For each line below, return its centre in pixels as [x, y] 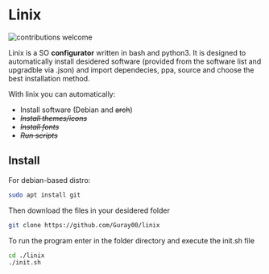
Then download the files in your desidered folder [89, 210]
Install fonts [39, 127]
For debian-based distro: [50, 180]
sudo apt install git [45, 195]
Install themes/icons [54, 118]
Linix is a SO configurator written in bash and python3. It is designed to [127, 52]
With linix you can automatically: [62, 93]
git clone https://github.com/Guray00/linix [84, 225]
